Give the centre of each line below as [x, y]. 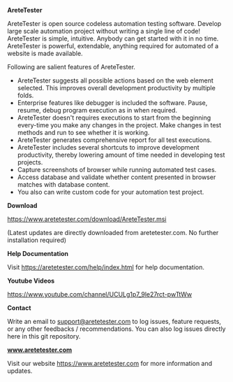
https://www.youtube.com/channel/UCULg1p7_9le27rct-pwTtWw [100, 294]
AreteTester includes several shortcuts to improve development [108, 147]
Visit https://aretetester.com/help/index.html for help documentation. [106, 267]
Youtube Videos [31, 281]
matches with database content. [63, 184]
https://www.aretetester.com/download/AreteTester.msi [87, 219]
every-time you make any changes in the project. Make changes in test [119, 125]
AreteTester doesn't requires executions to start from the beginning [114, 118]
